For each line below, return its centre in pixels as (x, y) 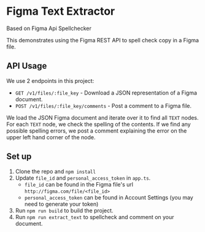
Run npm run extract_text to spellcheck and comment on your (95, 217)
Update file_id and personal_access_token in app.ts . (83, 178)
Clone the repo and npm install (56, 171)
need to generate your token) (61, 204)
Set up (19, 157)
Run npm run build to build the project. (64, 211)
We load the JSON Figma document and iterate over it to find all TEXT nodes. (102, 117)
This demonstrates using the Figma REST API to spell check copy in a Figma (103, 40)
